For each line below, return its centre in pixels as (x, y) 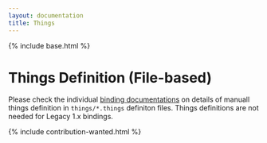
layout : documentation (46, 15)
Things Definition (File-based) (110, 77)
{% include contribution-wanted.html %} (75, 132)
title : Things (32, 23)
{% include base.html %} (49, 45)
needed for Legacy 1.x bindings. (61, 117)
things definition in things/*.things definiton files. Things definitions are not (133, 108)
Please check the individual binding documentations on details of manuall (129, 99)
